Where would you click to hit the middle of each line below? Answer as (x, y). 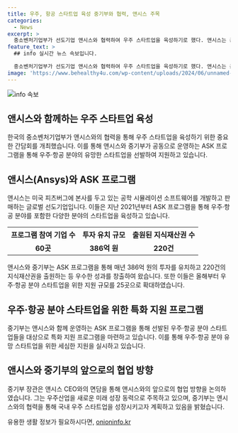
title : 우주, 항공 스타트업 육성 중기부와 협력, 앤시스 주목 (84, 14)
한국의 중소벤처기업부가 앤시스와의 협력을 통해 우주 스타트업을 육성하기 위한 (112, 137)
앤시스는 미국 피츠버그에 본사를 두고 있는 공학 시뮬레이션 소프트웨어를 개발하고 (115, 198)
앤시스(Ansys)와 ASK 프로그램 (72, 180)
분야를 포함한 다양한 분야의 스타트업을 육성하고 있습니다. (92, 216)
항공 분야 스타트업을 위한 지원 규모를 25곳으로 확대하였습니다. (100, 285)
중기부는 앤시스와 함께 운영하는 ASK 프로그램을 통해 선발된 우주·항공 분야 (108, 328)
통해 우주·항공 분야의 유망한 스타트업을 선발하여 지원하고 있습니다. (117, 155)
